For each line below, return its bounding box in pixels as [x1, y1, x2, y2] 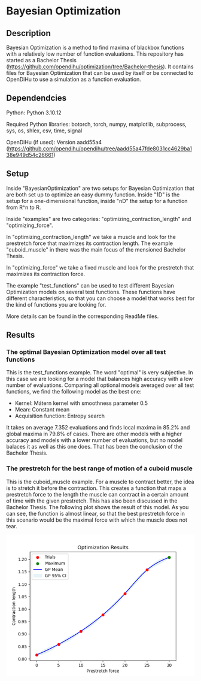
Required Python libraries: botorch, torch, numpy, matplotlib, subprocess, [6, 120, 187, 128]
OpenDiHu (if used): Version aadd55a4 [6, 138, 102, 146]
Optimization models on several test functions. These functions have [6, 288, 175, 295]
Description [6, 28, 51, 38]
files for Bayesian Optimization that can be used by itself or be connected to [6, 69, 194, 76]
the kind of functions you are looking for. [6, 301, 106, 308]
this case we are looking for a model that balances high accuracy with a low [6, 376, 193, 383]
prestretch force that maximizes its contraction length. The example [6, 240, 173, 247]
